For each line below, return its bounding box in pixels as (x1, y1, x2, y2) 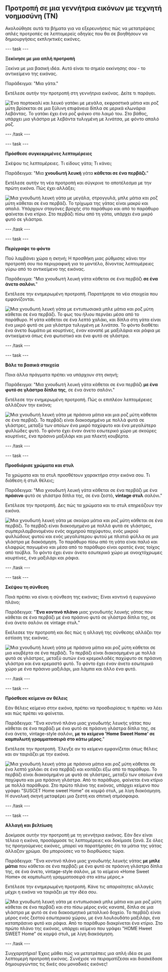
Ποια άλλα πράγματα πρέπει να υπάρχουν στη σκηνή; (5, 371, 119, 378)
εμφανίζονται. (5, 296, 35, 302)
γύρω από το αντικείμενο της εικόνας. (5, 266, 85, 272)
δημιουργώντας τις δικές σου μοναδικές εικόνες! (5, 961, 108, 967)
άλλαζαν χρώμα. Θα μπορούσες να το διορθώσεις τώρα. (5, 848, 125, 854)
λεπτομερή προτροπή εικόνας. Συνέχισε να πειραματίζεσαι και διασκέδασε (5, 955, 163, 961)
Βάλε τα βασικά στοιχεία (5, 362, 59, 368)
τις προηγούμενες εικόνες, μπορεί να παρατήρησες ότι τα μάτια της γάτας (5, 843, 162, 849)
